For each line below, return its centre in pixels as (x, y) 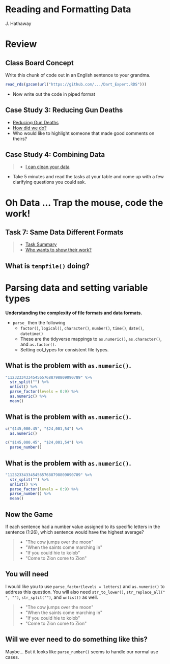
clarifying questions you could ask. (49, 182)
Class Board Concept (39, 63)
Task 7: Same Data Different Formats (64, 232)
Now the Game (29, 515)
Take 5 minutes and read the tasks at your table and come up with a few (88, 177)
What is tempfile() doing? (48, 266)
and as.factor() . (38, 344)
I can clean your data (47, 167)
